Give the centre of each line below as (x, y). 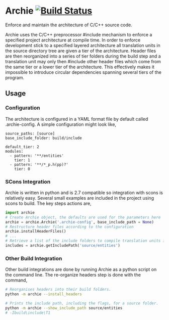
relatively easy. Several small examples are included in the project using (80, 198)
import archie (20, 212)
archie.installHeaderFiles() (36, 232)
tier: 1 (22, 160)
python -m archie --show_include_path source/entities (64, 308)
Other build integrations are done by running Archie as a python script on (81, 269)
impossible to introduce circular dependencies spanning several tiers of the (83, 72)
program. (15, 77)
